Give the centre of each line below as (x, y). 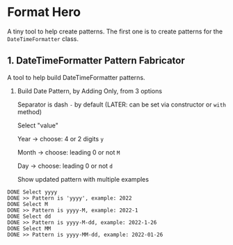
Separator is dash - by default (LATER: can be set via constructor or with (122, 104)
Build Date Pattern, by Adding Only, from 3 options (89, 90)
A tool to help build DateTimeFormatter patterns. (76, 77)
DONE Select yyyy (32, 192)
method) (30, 111)
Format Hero (44, 12)
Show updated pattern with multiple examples (83, 179)
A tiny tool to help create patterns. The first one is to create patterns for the (115, 31)
